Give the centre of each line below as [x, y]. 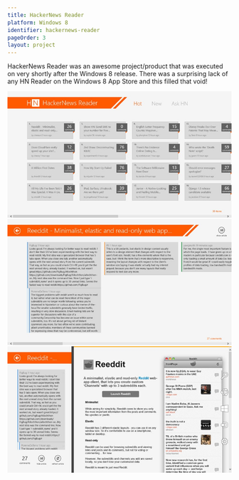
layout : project [31, 45]
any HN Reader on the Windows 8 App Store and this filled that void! [107, 81]
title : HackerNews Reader [46, 15]
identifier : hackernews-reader [54, 30]
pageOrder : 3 [27, 38]
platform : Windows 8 [38, 22]
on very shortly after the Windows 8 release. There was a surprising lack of [118, 74]
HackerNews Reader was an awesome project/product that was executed [115, 66]
